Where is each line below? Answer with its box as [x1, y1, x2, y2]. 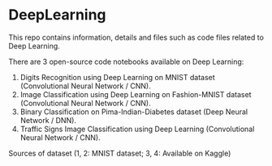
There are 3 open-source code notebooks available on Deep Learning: [8, 57, 244, 66]
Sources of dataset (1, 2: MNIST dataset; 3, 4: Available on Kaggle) [8, 148, 231, 158]
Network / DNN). [19, 115, 77, 125]
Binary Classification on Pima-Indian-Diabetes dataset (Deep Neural [19, 107, 248, 117]
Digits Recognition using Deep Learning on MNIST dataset [19, 72, 215, 82]
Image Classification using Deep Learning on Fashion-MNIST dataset [19, 89, 252, 99]
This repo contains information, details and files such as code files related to [8, 32, 264, 42]
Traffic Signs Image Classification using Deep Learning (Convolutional [19, 124, 255, 134]
